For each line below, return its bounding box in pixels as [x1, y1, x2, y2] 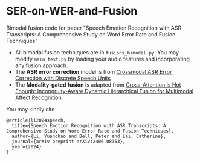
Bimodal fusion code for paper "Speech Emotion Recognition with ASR [6, 24, 182, 31]
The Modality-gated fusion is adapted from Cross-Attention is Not [15, 80, 181, 88]
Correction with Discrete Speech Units [15, 74, 111, 82]
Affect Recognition [15, 94, 62, 101]
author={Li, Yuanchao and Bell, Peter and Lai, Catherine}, [11, 133, 166, 139]
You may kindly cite [6, 105, 55, 113]
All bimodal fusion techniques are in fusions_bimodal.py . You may [15, 48, 179, 56]
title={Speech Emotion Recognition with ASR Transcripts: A [11, 122, 166, 128]
